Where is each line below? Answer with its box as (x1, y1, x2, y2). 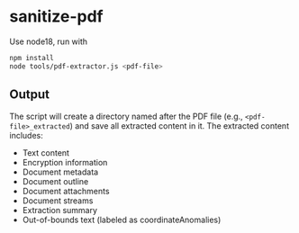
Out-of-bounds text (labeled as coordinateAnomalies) (22, 214, 222, 225)
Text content (22, 147, 70, 158)
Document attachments (22, 185, 110, 196)
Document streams (22, 195, 94, 206)
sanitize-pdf (9, 6, 104, 27)
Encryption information (22, 157, 108, 167)
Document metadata (22, 166, 99, 177)
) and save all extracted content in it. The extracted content (69, 120, 290, 131)
